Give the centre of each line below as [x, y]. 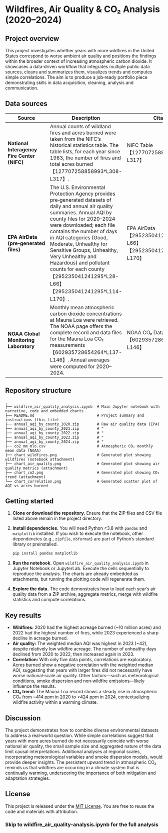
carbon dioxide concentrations [86, 314]
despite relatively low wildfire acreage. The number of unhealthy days [84, 649]
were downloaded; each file [82, 225]
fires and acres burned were [83, 133]
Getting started [29, 501]
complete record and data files [86, 332]
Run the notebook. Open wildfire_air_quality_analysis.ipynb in [80, 563]
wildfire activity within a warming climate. [55, 702]
